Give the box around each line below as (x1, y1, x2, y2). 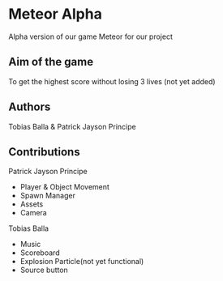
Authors (8, 100, 51, 114)
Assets (19, 199, 44, 209)
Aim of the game (8, 55, 94, 69)
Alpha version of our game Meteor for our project (8, 32, 173, 41)
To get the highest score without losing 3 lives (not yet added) (8, 76, 217, 86)
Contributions (8, 145, 80, 159)
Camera (19, 208, 47, 218)
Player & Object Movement (19, 182, 109, 192)
